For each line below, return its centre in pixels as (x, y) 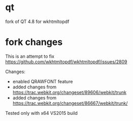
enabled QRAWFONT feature (43, 81)
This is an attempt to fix (30, 56)
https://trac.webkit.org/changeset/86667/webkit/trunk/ (70, 103)
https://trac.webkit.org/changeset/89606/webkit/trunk (70, 92)
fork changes (34, 42)
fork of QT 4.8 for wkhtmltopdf (37, 21)
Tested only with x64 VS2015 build (41, 113)
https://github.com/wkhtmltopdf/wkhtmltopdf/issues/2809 (66, 62)
